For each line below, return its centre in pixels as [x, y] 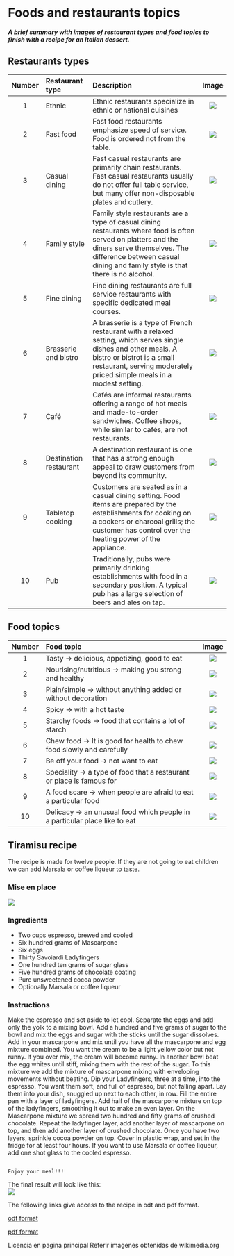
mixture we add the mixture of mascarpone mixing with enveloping [103, 1072]
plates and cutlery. [123, 201]
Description [112, 85]
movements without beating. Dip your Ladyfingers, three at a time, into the [114, 1079]
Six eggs [31, 950]
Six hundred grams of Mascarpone [68, 942]
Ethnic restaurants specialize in [143, 101]
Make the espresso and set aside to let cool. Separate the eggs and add [111, 1020]
